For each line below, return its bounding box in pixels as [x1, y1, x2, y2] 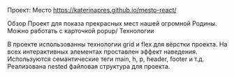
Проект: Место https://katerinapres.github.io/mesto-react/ [7, 6, 177, 14]
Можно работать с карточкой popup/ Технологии [7, 27, 155, 35]
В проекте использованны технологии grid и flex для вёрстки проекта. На [7, 40, 228, 48]
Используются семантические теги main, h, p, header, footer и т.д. [7, 55, 205, 63]
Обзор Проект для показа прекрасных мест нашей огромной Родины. [7, 19, 218, 27]
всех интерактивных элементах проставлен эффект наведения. [7, 48, 198, 55]
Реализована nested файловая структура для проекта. [7, 62, 170, 70]
